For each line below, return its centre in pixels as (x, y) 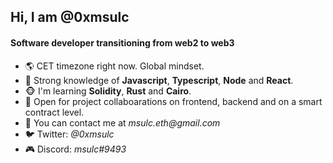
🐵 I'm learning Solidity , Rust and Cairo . (108, 91)
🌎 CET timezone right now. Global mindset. (114, 66)
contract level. (54, 112)
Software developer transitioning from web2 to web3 (122, 42)
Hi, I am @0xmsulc (70, 17)
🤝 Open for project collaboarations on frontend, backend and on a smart (173, 101)
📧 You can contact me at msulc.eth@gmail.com (122, 122)
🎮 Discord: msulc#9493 (75, 149)
